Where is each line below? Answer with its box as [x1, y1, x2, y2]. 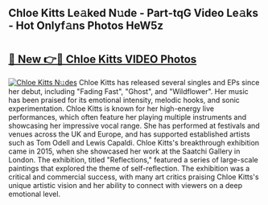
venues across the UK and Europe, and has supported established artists [8, 129, 251, 139]
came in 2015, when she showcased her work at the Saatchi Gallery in [8, 146, 241, 156]
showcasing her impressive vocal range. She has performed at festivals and [8, 121, 260, 130]
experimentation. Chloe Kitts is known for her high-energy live [8, 104, 215, 113]
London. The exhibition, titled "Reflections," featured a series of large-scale [8, 155, 259, 164]
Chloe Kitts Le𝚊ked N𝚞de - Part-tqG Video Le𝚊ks [8, 6, 259, 20]
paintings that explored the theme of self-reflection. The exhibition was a [8, 164, 250, 173]
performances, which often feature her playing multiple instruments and [8, 113, 247, 121]
